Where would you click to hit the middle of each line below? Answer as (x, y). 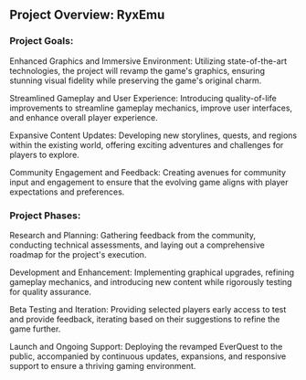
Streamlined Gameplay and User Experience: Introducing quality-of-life (143, 98)
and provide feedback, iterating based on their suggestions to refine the (145, 319)
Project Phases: (45, 216)
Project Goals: (42, 41)
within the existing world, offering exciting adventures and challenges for (147, 144)
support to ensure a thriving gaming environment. (103, 365)
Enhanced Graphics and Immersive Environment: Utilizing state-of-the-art (148, 61)
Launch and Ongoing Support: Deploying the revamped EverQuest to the (146, 346)
